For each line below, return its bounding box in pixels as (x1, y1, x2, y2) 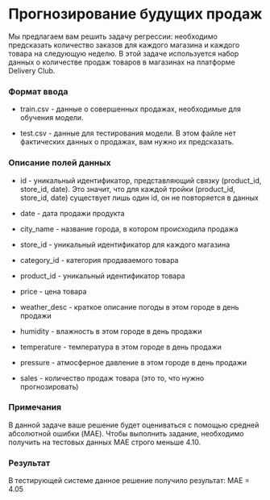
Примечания (8, 402, 62, 413)
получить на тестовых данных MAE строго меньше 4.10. (8, 437, 201, 447)
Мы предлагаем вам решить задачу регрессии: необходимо (8, 31, 218, 41)
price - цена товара (19, 286, 87, 296)
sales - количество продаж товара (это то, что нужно (19, 373, 205, 383)
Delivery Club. (8, 65, 56, 75)
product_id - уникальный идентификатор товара (19, 271, 185, 281)
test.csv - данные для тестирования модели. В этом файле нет (19, 128, 236, 138)
